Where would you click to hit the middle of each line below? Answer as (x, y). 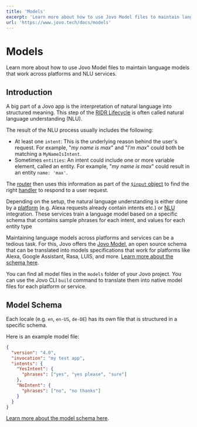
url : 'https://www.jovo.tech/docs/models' (59, 22)
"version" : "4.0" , (34, 353)
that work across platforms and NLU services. (62, 74)
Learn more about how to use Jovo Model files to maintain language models (98, 67)
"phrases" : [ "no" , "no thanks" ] (61, 391)
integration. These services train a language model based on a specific (92, 214)
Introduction (29, 92)
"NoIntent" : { (34, 385)
